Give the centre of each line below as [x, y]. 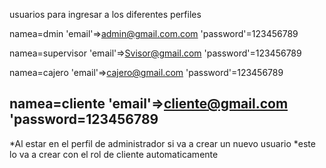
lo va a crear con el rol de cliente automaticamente [114, 154]
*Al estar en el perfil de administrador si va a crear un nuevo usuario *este [162, 143]
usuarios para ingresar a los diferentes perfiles [105, 14]
